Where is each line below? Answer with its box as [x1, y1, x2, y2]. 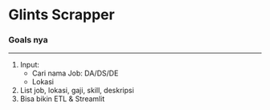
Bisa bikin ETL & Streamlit [19, 94, 105, 104]
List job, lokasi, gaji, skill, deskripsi [19, 86, 134, 96]
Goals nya [8, 35, 48, 46]
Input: [19, 60, 40, 70]
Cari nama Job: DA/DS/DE [31, 68, 119, 78]
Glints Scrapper [8, 6, 115, 24]
